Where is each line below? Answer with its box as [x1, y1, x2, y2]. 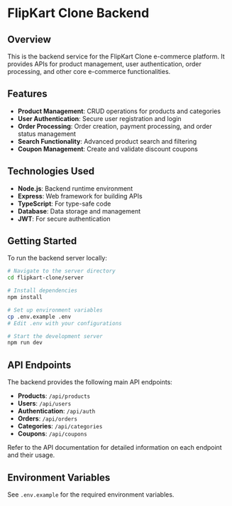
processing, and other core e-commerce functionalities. [7, 68, 171, 75]
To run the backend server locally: [7, 254, 108, 263]
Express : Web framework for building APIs [17, 191, 143, 200]
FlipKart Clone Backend [7, 5, 150, 21]
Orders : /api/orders [17, 414, 78, 423]
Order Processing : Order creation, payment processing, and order [17, 122, 212, 130]
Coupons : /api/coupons [17, 429, 87, 438]
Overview [7, 33, 52, 46]
